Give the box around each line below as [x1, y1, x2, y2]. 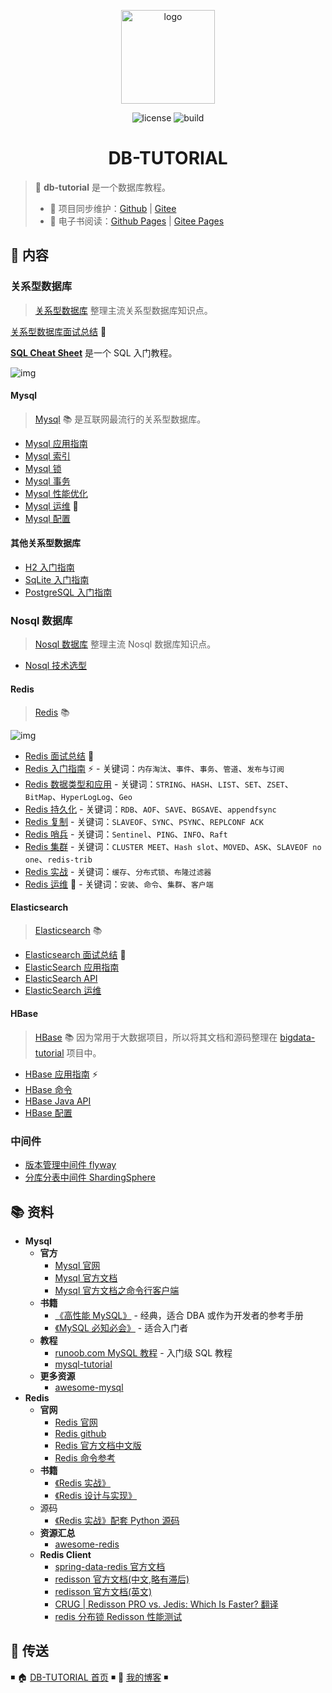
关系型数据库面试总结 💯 [10, 325, 107, 337]
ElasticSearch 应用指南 [24, 961, 120, 973]
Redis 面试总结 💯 [24, 750, 95, 762]
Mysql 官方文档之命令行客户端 [54, 1285, 180, 1297]
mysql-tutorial [54, 1358, 113, 1370]
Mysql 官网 [54, 1260, 101, 1272]
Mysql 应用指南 [24, 437, 88, 449]
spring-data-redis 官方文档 [54, 1561, 166, 1573]
